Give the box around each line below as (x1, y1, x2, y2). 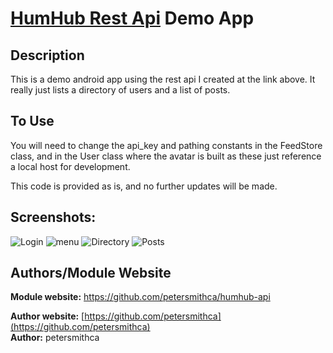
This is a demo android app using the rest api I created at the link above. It (10, 73, 316, 85)
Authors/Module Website (10, 265, 172, 282)
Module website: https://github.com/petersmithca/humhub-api (10, 291, 271, 303)
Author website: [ (10, 310, 85, 322)
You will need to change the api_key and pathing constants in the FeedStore (10, 139, 323, 151)
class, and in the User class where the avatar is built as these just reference (10, 150, 322, 162)
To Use (10, 113, 55, 130)
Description (10, 47, 85, 64)
